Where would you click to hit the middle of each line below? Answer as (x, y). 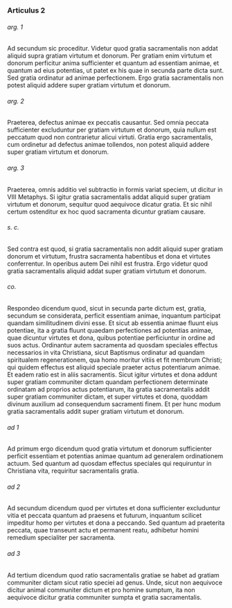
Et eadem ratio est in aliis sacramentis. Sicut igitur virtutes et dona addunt (112, 374)
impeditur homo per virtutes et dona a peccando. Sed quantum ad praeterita (116, 523)
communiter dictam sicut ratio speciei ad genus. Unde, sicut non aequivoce (115, 582)
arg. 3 (16, 168)
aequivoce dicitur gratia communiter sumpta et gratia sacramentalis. (105, 597)
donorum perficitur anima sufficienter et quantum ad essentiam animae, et (113, 63)
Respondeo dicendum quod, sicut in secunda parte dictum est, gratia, (107, 308)
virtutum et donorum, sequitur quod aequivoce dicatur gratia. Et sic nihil (110, 204)
